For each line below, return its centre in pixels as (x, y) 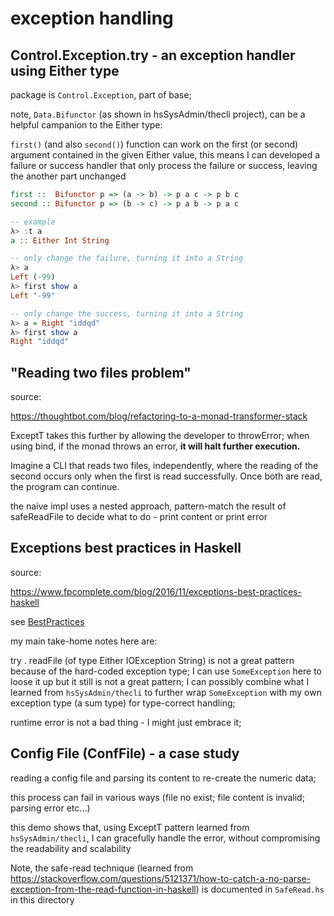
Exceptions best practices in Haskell (126, 548)
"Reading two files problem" (101, 372)
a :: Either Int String (60, 240)
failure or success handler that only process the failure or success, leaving (164, 165)
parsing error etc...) (50, 808)
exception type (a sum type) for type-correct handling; (123, 703)
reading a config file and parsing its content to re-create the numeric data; (163, 778)
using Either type (65, 70)
